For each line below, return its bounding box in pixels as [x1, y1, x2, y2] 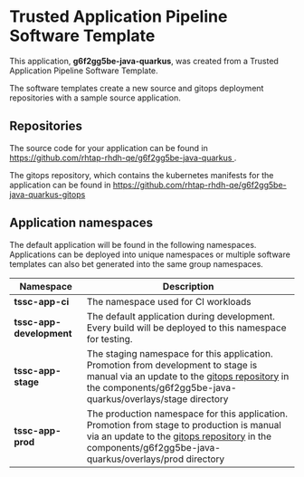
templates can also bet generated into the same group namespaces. [9, 258, 264, 269]
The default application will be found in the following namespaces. [9, 239, 257, 250]
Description [162, 280, 214, 292]
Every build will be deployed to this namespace [86, 321, 287, 334]
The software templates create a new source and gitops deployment [9, 82, 264, 93]
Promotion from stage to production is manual [86, 418, 282, 431]
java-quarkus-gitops [9, 188, 86, 200]
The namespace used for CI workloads [86, 295, 252, 308]
